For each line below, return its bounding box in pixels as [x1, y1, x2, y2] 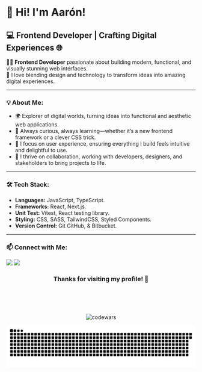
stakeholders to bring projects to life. [14, 160, 106, 167]
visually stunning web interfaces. [6, 65, 88, 72]
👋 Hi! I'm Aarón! [6, 5, 86, 19]
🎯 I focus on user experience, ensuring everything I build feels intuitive [14, 140, 190, 147]
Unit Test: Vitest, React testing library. [14, 209, 110, 216]
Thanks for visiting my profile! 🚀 [53, 274, 149, 283]
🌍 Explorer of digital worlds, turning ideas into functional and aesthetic [14, 113, 191, 120]
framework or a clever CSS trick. [14, 134, 96, 141]
